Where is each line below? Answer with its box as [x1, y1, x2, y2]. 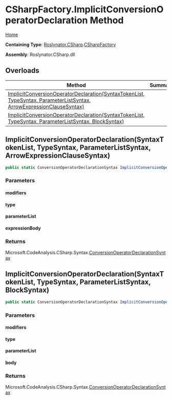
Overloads [5, 66, 39, 75]
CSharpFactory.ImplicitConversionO [5, 4, 164, 15]
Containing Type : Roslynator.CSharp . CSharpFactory [5, 41, 116, 47]
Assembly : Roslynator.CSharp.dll [5, 51, 75, 58]
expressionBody [5, 225, 41, 231]
